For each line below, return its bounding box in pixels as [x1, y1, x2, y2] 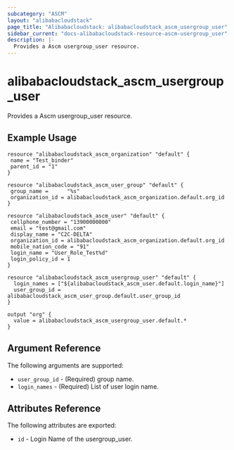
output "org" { [7, 311, 52, 318]
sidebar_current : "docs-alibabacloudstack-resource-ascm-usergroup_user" [7, 30, 228, 37]
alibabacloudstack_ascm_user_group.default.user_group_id [7, 292, 181, 299]
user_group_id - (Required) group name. [17, 375, 134, 383]
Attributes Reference [7, 402, 101, 414]
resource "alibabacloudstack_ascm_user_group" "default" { [7, 181, 184, 189]
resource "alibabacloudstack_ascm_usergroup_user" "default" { [7, 274, 197, 281]
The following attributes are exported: [7, 421, 117, 430]
